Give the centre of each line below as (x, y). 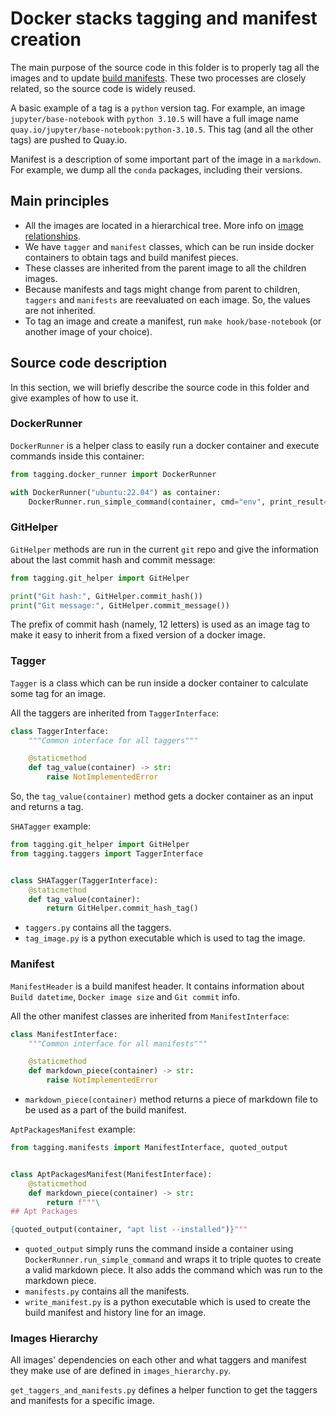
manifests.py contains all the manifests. (107, 1291)
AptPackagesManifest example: (73, 1129)
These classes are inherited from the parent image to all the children (165, 268)
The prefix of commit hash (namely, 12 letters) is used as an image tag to (160, 624)
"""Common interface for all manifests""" (118, 1043)
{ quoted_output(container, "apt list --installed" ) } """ (129, 1230)
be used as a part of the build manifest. (105, 1110)
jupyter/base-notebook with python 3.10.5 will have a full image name (154, 118)
